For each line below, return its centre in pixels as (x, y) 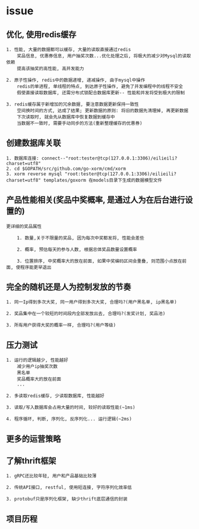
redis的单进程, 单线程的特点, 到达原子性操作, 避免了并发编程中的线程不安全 (100, 86)
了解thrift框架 (31, 461)
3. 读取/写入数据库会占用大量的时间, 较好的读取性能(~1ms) (71, 407)
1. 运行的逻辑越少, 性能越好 (37, 360)
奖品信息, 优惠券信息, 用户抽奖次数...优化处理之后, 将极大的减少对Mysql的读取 (104, 56)
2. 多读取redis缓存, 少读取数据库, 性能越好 (56, 396)
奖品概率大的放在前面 (39, 379)
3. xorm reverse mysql (34, 174)
